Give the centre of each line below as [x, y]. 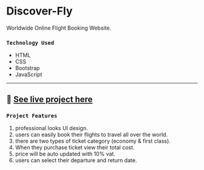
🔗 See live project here [49, 99]
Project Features [32, 116]
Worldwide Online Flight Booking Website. [59, 28]
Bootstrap [27, 68]
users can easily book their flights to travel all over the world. [91, 134]
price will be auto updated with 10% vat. [65, 154]
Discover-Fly [39, 11]
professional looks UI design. [51, 128]
